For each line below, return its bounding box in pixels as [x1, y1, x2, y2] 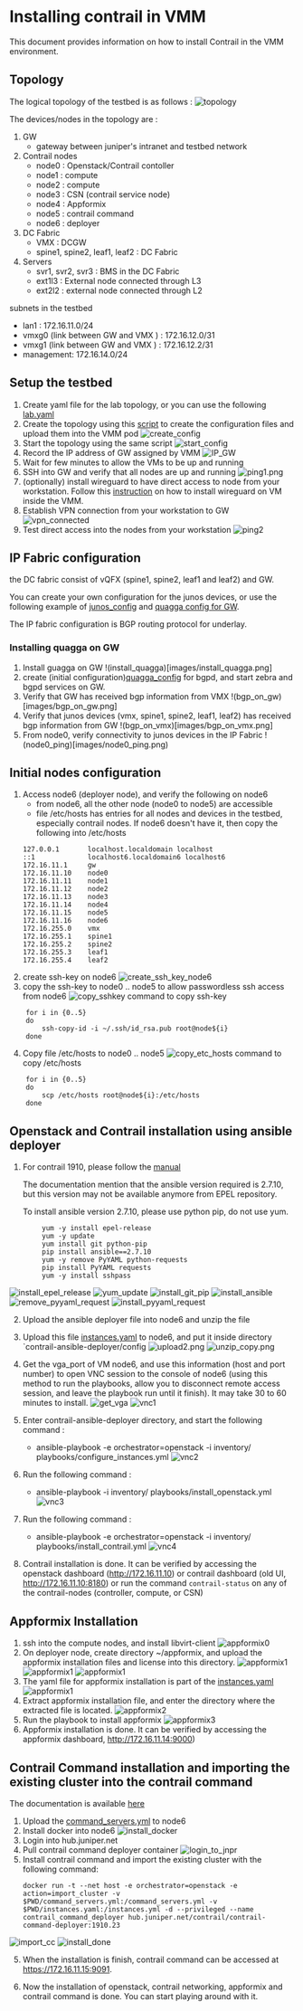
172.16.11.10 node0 [22, 868, 109, 878]
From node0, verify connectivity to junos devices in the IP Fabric [22, 729, 263, 740]
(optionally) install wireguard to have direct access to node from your [22, 476, 280, 487]
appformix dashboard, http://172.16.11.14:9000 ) [22, 1734, 196, 1745]
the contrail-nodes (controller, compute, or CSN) [22, 1588, 204, 1598]
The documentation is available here [9, 1798, 145, 1808]
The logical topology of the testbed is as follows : [9, 96, 193, 107]
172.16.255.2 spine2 [22, 940, 113, 949]
